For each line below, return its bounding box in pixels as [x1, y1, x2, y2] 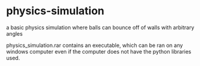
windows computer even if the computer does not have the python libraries [6, 48, 192, 55]
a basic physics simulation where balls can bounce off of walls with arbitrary [6, 24, 195, 31]
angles [6, 30, 23, 37]
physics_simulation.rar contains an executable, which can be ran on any [6, 42, 183, 49]
